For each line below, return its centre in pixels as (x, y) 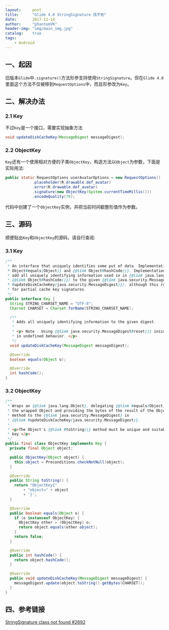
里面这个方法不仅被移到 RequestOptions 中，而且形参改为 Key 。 (68, 84)
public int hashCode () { (36, 555)
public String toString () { (39, 480)
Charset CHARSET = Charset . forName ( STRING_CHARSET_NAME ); (72, 308)
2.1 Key (14, 116)
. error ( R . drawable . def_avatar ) (65, 187)
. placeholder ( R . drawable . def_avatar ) (72, 182)
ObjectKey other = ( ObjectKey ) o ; (55, 523)
